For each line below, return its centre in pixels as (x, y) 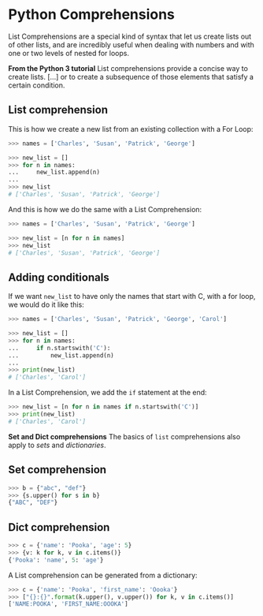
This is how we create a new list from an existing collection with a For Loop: (131, 129)
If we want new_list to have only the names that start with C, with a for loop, (132, 297)
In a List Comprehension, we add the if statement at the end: (107, 393)
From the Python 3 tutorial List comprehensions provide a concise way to (128, 68)
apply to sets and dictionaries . (57, 445)
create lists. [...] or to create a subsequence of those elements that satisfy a (131, 77)
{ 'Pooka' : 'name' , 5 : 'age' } (56, 560)
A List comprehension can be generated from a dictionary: (103, 575)
